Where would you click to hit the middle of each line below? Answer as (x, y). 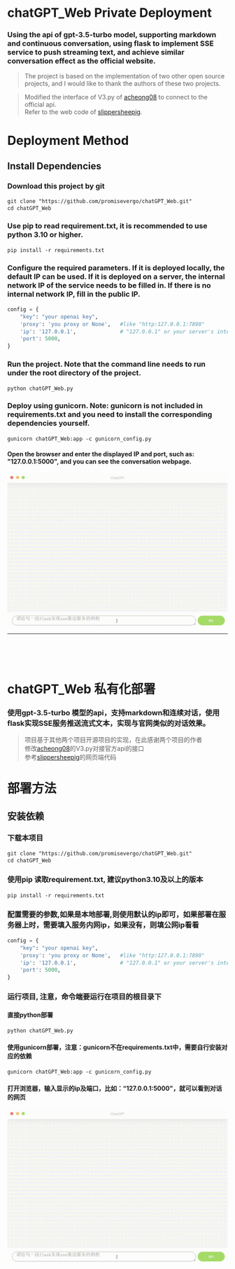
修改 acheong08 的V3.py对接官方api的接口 (84, 749)
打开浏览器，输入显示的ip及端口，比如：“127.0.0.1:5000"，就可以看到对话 (115, 1088)
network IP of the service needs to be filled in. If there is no (109, 285)
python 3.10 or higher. (45, 234)
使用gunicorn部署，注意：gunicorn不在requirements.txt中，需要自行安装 (114, 1047)
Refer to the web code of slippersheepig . (83, 112)
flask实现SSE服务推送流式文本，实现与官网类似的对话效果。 (109, 724)
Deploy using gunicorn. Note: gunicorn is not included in (105, 406)
